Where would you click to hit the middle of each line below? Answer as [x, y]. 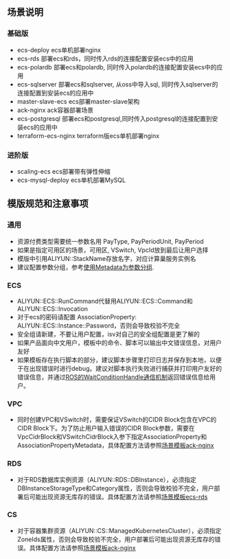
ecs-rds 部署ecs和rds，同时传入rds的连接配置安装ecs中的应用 [105, 58]
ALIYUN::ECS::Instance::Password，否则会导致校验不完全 [99, 326]
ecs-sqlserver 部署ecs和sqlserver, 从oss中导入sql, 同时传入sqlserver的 [117, 84]
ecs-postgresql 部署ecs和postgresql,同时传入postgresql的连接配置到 [115, 118]
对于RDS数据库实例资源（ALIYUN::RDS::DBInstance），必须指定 [107, 479]
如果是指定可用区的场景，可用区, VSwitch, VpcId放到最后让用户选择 [113, 250]
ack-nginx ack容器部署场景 [55, 110]
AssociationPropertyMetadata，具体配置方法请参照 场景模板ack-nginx [115, 446]
